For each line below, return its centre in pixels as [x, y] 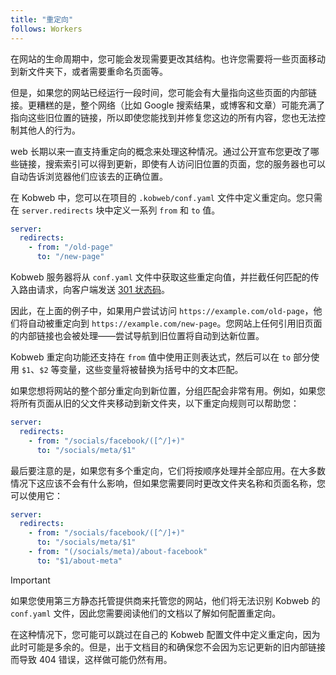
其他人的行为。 [49, 130]
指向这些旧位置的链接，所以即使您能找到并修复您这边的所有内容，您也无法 [163, 117]
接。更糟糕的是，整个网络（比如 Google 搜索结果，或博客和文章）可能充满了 [168, 105]
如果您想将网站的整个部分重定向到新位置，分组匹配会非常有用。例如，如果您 [168, 390]
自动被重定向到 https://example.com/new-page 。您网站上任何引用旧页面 [175, 323]
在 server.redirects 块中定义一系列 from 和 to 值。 [115, 210]
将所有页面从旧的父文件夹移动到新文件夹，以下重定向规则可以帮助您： [155, 403]
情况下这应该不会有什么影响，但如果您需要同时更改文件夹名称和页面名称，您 [168, 483]
